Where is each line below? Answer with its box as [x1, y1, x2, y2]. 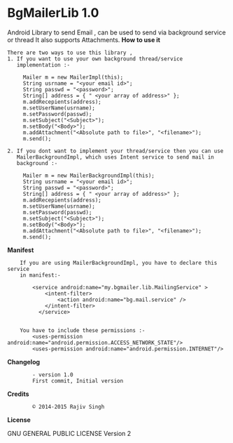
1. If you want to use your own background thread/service [7, 55, 183, 62]
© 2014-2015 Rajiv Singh [32, 403, 105, 410]
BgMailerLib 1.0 [7, 5, 99, 21]
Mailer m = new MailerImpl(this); [22, 74, 124, 81]
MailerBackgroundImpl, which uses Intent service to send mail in [16, 153, 215, 161]
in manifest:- [20, 272, 61, 279]
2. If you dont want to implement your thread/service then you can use [7, 147, 224, 154]
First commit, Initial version [32, 377, 124, 384]
